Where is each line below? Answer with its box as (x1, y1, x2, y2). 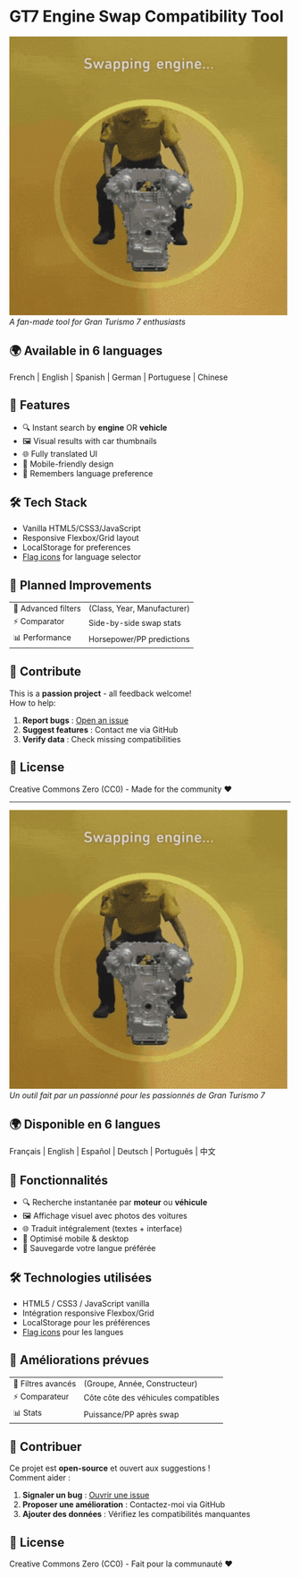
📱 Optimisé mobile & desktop (21, 1233, 129, 1244)
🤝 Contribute (9, 665, 82, 680)
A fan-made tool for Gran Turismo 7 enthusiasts (9, 316, 186, 327)
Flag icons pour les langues (21, 1327, 124, 1337)
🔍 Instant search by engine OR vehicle (21, 422, 168, 433)
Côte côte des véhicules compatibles (83, 1393, 221, 1403)
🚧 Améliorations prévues (9, 1352, 150, 1368)
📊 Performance (12, 632, 71, 643)
